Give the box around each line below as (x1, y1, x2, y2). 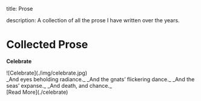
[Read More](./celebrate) (6, 88, 68, 96)
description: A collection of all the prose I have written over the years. (6, 17, 180, 23)
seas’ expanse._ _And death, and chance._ (6, 82, 112, 89)
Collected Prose (6, 38, 88, 52)
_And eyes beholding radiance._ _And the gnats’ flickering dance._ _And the (6, 75, 195, 83)
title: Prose (6, 5, 33, 12)
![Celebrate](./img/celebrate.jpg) (6, 69, 88, 76)
